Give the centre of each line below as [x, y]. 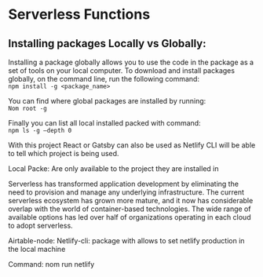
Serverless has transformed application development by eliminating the [124, 184]
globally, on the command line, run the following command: [104, 79]
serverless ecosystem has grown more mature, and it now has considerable [131, 200]
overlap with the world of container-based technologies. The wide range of [130, 209]
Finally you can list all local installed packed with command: [105, 123]
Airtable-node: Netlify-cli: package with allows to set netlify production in [126, 241]
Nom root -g [27, 108]
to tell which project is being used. [64, 153]
